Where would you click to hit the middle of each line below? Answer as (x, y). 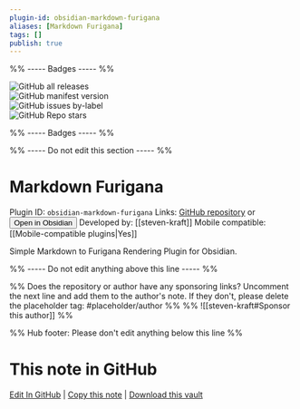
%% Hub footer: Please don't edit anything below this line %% (126, 333)
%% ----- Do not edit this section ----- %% (91, 151)
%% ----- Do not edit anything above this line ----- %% (114, 269)
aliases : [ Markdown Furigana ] (67, 26)
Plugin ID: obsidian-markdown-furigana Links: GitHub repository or (132, 212)
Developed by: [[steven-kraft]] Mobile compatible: (172, 222)
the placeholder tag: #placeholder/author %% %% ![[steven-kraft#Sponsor (150, 306)
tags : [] (26, 34)
